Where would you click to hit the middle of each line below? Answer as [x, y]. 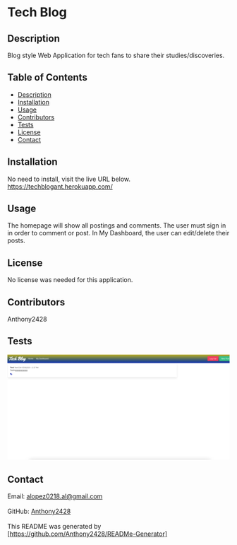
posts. [17, 240]
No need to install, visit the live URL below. [69, 179]
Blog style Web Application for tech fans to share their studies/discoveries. [116, 55]
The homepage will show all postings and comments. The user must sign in [117, 225]
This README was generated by [54, 527]
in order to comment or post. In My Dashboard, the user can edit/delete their [119, 233]
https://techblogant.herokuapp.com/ [60, 186]
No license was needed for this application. [70, 280]
